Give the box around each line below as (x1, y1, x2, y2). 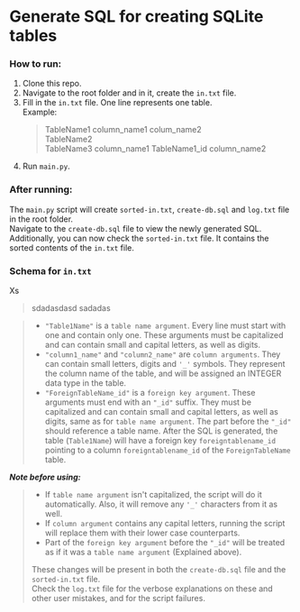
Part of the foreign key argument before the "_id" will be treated (44, 537, 286, 548)
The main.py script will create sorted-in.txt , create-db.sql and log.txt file (9, 204, 290, 215)
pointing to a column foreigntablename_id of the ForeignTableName (44, 444, 291, 456)
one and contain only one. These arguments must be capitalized (44, 330, 284, 341)
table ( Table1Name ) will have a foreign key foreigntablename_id (44, 435, 277, 446)
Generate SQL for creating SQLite (9, 6, 264, 27)
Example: (22, 106, 58, 118)
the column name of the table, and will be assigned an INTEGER (44, 368, 282, 379)
